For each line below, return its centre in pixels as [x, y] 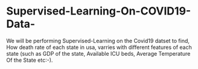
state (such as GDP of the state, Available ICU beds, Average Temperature [98, 53]
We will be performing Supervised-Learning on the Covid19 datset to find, [98, 41]
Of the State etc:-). [30, 60]
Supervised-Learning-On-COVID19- [99, 11]
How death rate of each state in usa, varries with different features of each [99, 47]
